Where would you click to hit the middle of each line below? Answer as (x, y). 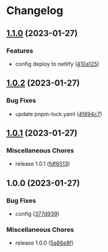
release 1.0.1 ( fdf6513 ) (42, 164)
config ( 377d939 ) (37, 213)
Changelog (35, 11)
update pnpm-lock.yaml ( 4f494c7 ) (59, 114)
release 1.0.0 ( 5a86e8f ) (45, 243)
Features (20, 51)
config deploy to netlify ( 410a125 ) (57, 64)
